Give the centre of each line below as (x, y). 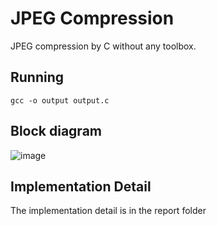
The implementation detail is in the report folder (108, 211)
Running (37, 77)
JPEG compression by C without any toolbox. (103, 46)
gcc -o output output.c (60, 100)
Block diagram (56, 131)
